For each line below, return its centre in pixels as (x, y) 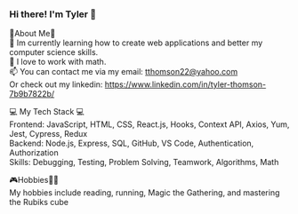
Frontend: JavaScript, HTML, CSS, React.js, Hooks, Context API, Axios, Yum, (149, 124)
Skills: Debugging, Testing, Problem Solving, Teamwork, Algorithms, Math (144, 162)
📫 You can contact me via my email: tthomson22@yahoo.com (124, 72)
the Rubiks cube (39, 202)
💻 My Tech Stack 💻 (47, 112)
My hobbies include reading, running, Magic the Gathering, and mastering (145, 193)
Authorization (34, 153)
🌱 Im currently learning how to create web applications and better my (136, 43)
